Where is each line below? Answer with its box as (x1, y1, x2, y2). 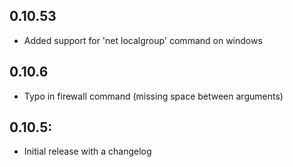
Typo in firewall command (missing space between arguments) (23, 90, 284, 102)
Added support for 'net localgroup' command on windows (23, 34, 263, 46)
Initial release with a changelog (23, 145, 152, 158)
